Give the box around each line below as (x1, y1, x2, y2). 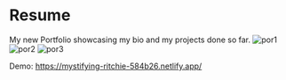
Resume (9, 5, 71, 25)
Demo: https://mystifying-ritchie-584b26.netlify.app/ (9, 61, 203, 71)
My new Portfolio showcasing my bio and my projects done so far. (9, 34, 251, 45)
